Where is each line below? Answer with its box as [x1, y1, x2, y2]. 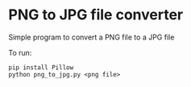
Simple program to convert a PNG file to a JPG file [8, 32, 175, 42]
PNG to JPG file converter [8, 6, 184, 24]
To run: [8, 48, 32, 57]
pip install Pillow [8, 63, 74, 72]
